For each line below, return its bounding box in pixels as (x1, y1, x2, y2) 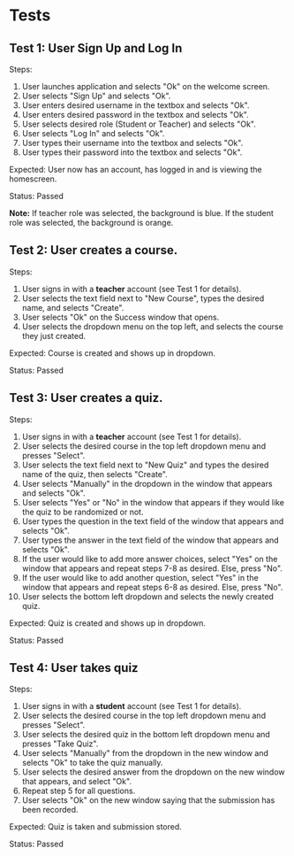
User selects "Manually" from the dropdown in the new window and (21, 748, 269, 759)
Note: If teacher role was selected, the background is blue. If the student (9, 208, 274, 218)
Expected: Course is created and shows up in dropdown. (9, 347, 216, 359)
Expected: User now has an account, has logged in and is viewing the (9, 165, 262, 174)
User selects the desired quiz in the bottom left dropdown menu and (21, 729, 271, 740)
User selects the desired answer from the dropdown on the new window (21, 767, 285, 777)
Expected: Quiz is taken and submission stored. (9, 821, 183, 832)
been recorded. (21, 805, 79, 815)
